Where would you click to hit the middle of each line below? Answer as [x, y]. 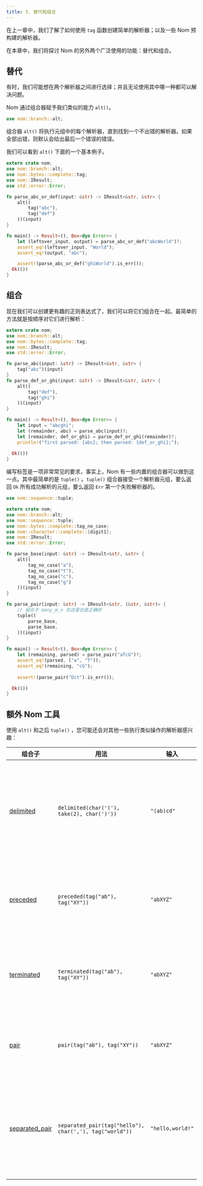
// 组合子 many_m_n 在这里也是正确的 [60, 610]
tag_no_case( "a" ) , [51, 565]
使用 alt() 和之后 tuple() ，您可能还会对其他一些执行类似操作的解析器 [94, 730]
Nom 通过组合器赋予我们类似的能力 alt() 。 [60, 107]
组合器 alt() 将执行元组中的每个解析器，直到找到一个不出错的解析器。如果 [99, 132]
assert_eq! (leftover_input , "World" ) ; [66, 247]
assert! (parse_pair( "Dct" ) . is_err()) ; [66, 677]
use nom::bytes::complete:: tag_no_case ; [58, 526]
